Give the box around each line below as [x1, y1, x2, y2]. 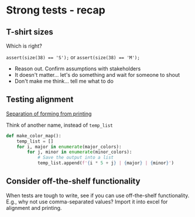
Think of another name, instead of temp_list [6, 121, 113, 128]
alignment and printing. [6, 204, 62, 211]
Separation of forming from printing [6, 110, 92, 117]
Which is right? [6, 42, 42, 49]
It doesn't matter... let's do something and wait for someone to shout [14, 72, 180, 78]
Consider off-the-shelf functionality [6, 177, 141, 187]
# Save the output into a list [37, 155, 114, 161]
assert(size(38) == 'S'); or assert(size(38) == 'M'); [6, 54, 141, 60]
